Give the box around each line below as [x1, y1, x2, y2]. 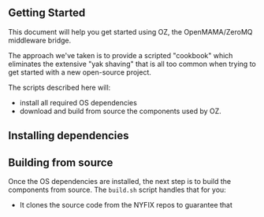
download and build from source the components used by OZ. [19, 106, 222, 116]
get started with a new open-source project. [8, 67, 151, 77]
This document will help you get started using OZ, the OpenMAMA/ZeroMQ [8, 27, 254, 36]
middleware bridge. [8, 35, 72, 45]
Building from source [8, 156, 113, 169]
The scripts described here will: [8, 83, 111, 92]
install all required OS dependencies [19, 97, 138, 107]
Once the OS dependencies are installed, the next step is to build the [8, 177, 231, 186]
